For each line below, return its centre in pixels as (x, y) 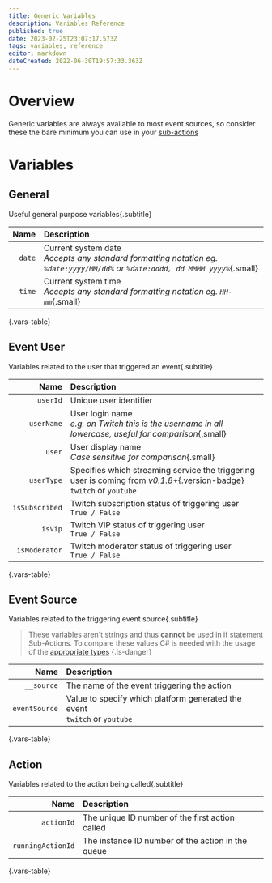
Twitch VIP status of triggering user (137, 525)
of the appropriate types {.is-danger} (90, 652)
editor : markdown (38, 53)
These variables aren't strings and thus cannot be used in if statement (146, 635)
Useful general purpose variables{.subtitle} (80, 214)
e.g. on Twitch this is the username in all (147, 424)
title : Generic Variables (52, 16)
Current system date (82, 248)
